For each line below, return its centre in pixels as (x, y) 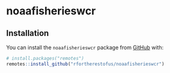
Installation (28, 33)
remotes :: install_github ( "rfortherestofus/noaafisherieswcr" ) (85, 64)
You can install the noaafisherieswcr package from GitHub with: (85, 47)
